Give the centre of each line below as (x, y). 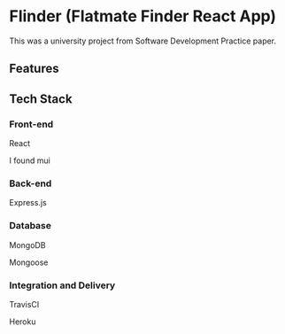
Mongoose (29, 262)
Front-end (31, 124)
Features (34, 69)
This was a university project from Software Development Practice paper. (143, 41)
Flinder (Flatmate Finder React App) (143, 16)
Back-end (31, 183)
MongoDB (27, 245)
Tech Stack (41, 99)
